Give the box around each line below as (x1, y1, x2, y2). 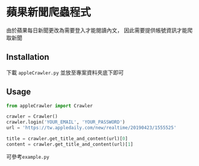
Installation (6, 52, 49, 62)
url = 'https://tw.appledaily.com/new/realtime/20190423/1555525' (6, 125, 177, 131)
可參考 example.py (6, 153, 49, 160)
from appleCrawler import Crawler (6, 103, 93, 109)
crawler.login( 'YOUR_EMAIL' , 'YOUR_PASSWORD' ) (6, 119, 125, 126)
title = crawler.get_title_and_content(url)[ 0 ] (6, 136, 128, 142)
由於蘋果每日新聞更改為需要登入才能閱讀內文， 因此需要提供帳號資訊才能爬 (6, 27, 193, 34)
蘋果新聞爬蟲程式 (6, 5, 92, 19)
